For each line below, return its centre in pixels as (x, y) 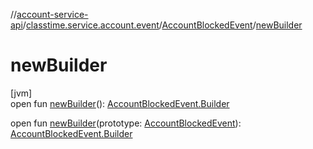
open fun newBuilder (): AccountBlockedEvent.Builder (120, 103)
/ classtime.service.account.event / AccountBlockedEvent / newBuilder (162, 25)
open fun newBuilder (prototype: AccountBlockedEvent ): (126, 123)
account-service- (52, 14)
